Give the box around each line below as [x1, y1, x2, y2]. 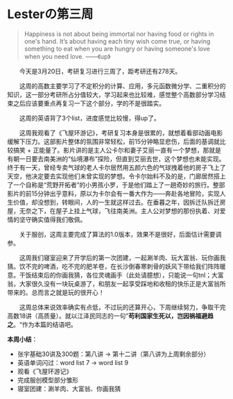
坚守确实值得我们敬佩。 [19, 215, 87, 223]
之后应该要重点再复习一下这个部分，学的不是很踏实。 [12, 99, 165, 108]
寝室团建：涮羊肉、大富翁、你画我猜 [17, 384, 121, 393]
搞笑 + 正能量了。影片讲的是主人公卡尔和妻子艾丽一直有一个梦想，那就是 [12, 146, 222, 154]
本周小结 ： [7, 334, 38, 343]
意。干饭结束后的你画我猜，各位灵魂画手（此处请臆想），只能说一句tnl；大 [7, 271, 218, 279]
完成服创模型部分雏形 [17, 375, 78, 384]
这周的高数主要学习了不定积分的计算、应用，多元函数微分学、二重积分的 [19, 81, 226, 90]
